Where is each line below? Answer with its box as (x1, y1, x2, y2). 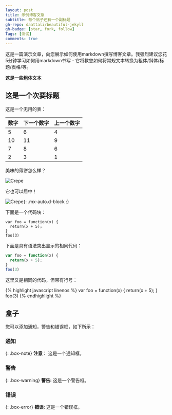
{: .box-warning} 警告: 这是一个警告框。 (5, 377, 89, 383)
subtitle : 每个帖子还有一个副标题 (5, 17, 71, 22)
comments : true (5, 37, 38, 42)
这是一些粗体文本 (5, 75, 42, 81)
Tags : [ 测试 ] (5, 31, 32, 37)
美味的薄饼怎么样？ (5, 167, 46, 173)
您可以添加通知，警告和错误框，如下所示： (5, 323, 95, 330)
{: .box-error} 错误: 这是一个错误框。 (5, 404, 83, 410)
